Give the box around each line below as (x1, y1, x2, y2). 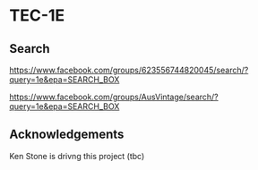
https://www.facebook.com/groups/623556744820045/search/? (9, 64, 249, 75)
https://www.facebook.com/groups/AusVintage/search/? (9, 91, 219, 102)
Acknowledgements (9, 127, 125, 142)
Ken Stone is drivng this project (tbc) (9, 150, 145, 161)
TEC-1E (9, 5, 65, 26)
